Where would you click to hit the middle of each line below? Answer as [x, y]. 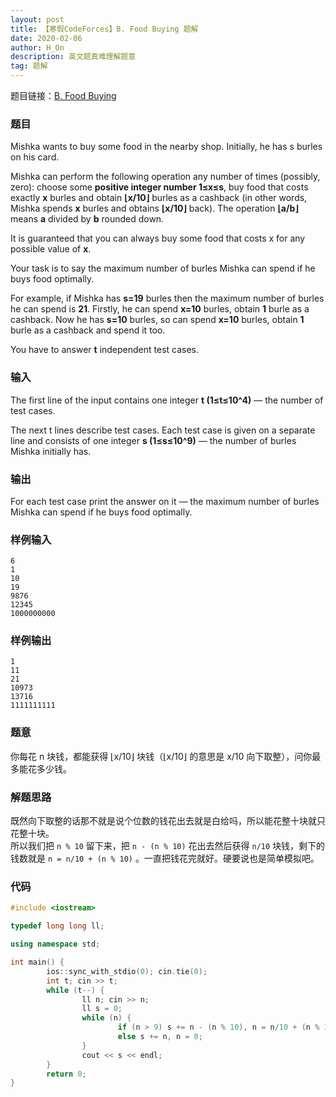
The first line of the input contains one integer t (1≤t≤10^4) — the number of [167, 400]
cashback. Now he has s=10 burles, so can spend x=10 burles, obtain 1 [157, 320]
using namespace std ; [55, 944]
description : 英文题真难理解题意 [73, 57]
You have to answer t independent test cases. [105, 350]
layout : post [37, 19]
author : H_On [37, 47]
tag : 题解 [29, 66]
